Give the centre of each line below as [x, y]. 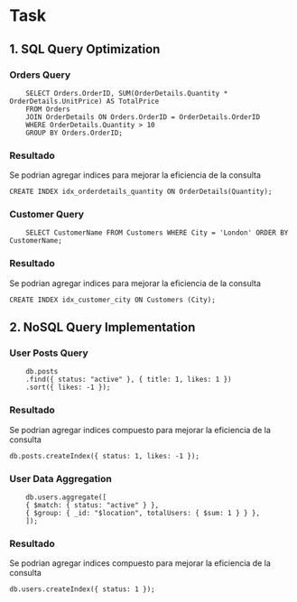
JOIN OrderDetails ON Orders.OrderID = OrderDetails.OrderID [143, 117]
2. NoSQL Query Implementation [102, 327]
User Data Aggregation [61, 478]
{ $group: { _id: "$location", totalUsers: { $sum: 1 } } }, [143, 514]
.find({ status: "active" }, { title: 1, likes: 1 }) [129, 380]
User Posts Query [49, 353]
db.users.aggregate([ [66, 497]
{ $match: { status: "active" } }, [93, 505]
